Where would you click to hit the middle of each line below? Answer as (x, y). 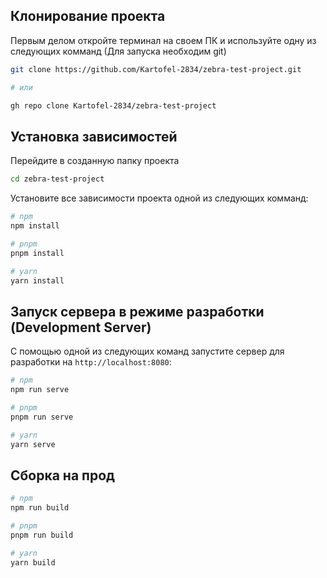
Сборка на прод (62, 475)
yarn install (37, 280)
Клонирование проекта (88, 16)
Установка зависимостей (94, 136)
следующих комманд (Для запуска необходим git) (118, 51)
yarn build (33, 562)
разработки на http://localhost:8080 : (91, 362)
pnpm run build (42, 535)
